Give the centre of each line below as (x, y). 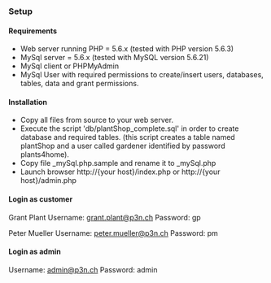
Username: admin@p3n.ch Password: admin (83, 269)
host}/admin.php (48, 181)
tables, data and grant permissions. (79, 84)
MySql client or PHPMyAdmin (70, 66)
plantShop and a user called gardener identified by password (122, 146)
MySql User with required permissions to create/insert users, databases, (142, 75)
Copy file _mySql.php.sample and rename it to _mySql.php (118, 163)
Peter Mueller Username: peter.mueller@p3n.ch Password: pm (113, 233)
